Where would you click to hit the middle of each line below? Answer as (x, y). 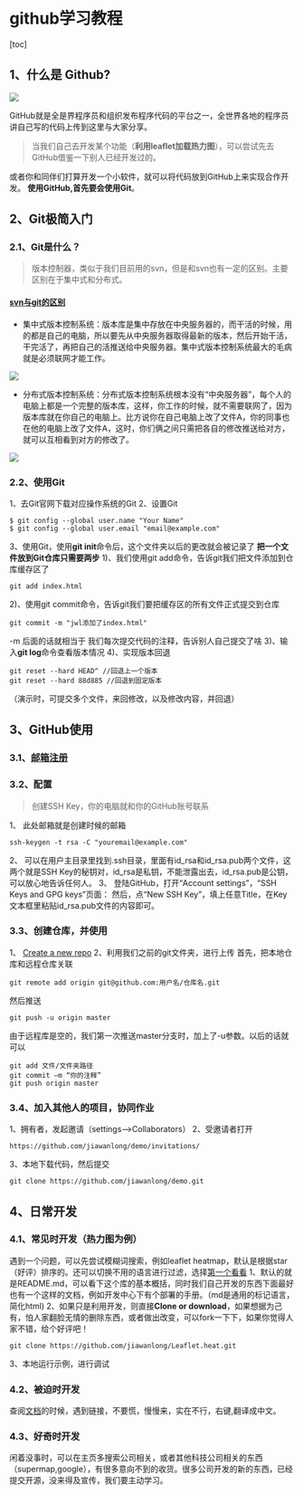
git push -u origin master (60, 1018)
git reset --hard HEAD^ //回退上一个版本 (84, 671)
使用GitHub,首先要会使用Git (79, 187)
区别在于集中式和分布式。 (79, 280)
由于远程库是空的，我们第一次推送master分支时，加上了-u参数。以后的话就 (149, 1035)
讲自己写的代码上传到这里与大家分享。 (80, 127)
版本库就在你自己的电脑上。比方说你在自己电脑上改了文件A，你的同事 (152, 416)
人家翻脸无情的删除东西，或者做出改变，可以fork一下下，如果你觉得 (160, 1317)
